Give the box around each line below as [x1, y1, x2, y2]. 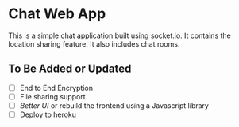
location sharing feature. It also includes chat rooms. [8, 39, 180, 48]
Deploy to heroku [19, 110, 77, 119]
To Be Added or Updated [8, 62, 132, 76]
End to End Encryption [19, 83, 94, 92]
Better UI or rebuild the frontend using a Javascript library [19, 100, 209, 110]
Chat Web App [8, 5, 106, 23]
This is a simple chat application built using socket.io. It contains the [8, 31, 232, 40]
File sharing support [19, 92, 86, 101]
